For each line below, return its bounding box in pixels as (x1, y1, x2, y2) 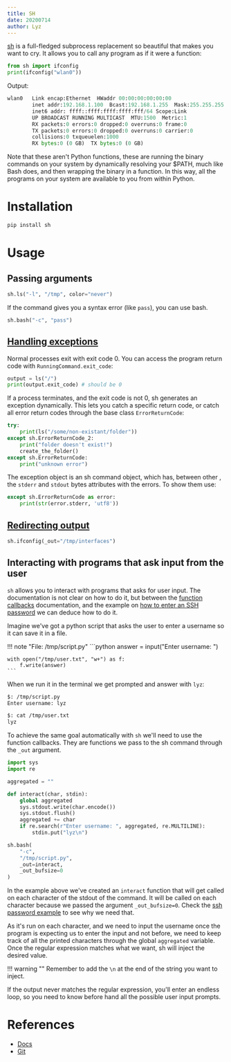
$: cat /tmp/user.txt (7, 712, 70, 720)
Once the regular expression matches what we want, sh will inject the (7, 944, 205, 952)
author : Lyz (7, 23, 41, 30)
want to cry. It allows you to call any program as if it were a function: (7, 49, 202, 57)
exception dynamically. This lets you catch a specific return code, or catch (7, 401, 220, 410)
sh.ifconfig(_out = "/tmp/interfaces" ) (7, 538, 116, 544)
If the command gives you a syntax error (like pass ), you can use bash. (7, 303, 208, 311)
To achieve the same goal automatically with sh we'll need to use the (7, 731, 203, 740)
